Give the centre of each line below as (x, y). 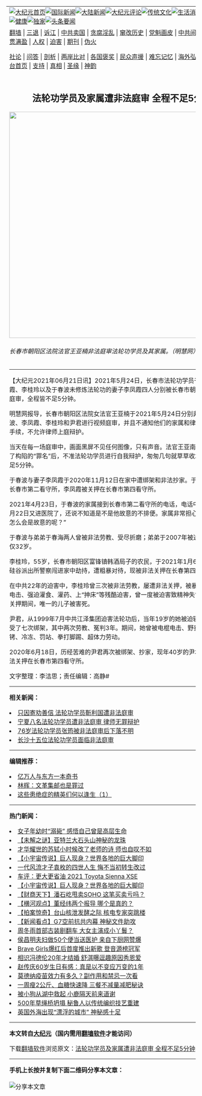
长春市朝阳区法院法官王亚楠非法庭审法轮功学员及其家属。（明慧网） (104, 351)
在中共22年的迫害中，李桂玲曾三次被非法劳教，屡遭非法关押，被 (100, 586)
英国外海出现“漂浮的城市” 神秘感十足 (69, 1012)
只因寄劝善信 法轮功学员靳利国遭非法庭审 (76, 713)
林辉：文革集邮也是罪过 (51, 785)
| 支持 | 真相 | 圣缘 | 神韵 (63, 66)
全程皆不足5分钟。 (54, 399)
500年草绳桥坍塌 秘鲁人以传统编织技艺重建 (78, 1003)
